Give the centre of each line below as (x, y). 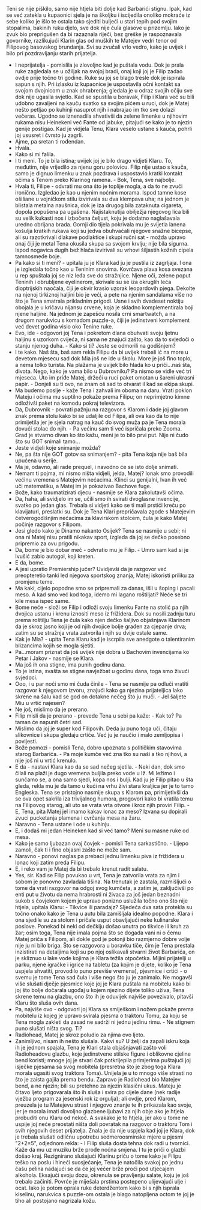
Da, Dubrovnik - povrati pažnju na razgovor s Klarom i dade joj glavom (101, 410)
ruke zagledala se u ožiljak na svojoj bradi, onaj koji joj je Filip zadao (99, 71)
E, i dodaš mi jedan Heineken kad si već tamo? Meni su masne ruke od (102, 830)
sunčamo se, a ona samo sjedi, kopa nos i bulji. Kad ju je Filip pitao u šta (104, 779)
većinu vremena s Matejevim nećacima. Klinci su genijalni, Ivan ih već (101, 479)
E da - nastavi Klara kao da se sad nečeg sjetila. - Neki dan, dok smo (100, 767)
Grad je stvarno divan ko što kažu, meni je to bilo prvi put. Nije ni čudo (102, 435)
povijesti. (26, 741)
